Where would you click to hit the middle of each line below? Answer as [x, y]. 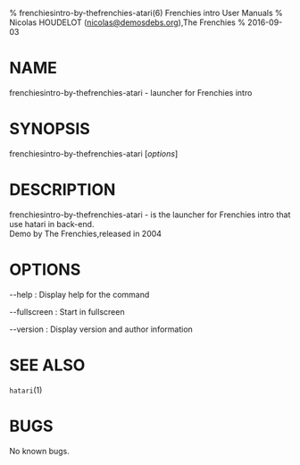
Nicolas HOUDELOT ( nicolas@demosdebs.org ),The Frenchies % [127, 22]
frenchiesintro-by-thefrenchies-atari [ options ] [94, 153]
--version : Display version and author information [101, 329]
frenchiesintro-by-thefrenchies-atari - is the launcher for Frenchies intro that [150, 215]
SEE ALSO [47, 365]
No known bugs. [39, 451]
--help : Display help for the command [79, 294]
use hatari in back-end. [52, 224]
